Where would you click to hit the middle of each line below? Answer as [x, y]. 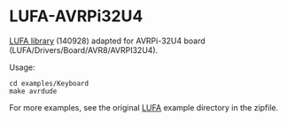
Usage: [22, 67]
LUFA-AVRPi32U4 [76, 16]
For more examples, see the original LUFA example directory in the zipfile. [144, 107]
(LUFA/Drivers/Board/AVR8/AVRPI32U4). [84, 50]
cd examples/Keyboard [49, 83]
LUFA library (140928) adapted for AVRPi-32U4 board [107, 41]
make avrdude [33, 91]
